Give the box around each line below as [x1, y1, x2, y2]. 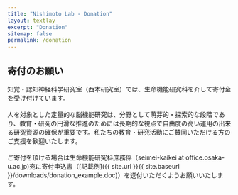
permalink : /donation [7, 37, 72, 44]
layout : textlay [7, 17, 55, 24]
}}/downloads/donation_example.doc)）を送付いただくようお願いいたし [7, 171, 218, 179]
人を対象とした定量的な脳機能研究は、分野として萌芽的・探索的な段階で [7, 110, 219, 118]
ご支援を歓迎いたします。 [7, 136, 82, 145]
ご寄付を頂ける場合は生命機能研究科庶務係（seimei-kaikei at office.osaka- [7, 153, 225, 162]
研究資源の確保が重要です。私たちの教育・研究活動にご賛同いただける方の [13, 128, 231, 136]
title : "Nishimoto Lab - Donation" [7, 10, 113, 18]
